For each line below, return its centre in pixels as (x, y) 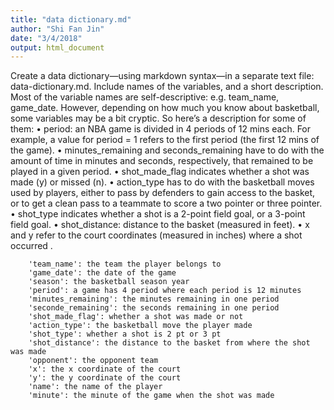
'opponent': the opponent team (93, 361)
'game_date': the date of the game (102, 273)
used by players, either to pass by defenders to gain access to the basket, (163, 193)
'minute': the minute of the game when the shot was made (151, 396)
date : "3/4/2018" (46, 38)
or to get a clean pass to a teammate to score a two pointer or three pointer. (166, 203)
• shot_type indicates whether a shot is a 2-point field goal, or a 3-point (158, 214)
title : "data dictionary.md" (71, 19)
